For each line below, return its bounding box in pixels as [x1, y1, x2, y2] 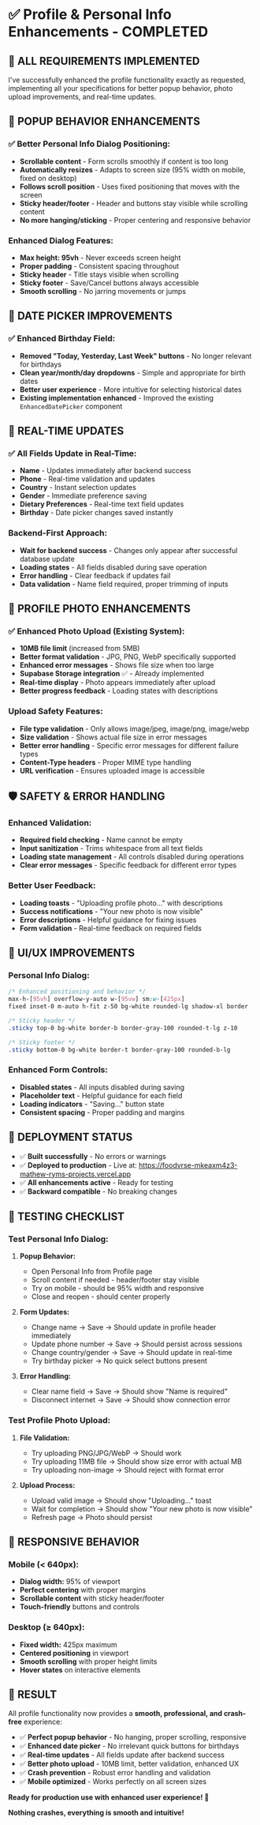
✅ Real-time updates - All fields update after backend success [19, 1750, 225, 1759]
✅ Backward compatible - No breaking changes [19, 1187, 177, 1196]
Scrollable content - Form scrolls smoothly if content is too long [19, 156, 228, 166]
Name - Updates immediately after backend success [19, 466, 191, 476]
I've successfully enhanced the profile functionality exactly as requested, [8, 75, 246, 85]
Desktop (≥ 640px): [8, 1622, 85, 1633]
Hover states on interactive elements [19, 1665, 141, 1674]
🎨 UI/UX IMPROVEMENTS [8, 946, 136, 960]
